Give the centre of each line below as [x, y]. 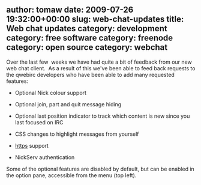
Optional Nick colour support [51, 92]
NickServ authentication [45, 157]
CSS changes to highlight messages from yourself [77, 134]
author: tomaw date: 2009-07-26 [70, 10]
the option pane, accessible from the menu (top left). [71, 175]
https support [32, 145]
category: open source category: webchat [87, 47]
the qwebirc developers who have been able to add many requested [91, 74]
